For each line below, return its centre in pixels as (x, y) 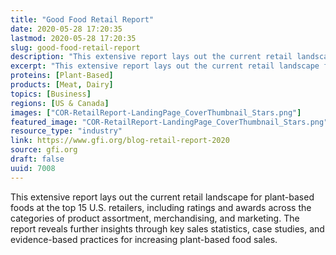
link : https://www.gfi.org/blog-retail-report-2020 (120, 141)
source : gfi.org (44, 150)
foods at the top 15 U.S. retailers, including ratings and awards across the (161, 207)
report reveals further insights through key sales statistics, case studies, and (167, 228)
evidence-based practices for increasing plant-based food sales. (144, 239)
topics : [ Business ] (51, 94)
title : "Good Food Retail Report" (82, 19)
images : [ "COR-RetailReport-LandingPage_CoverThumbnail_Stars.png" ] (156, 112)
